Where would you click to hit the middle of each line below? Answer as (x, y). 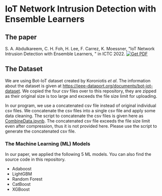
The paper (21, 37)
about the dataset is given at (33, 86)
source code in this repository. (35, 159)
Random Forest (27, 179)
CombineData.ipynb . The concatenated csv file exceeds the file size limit (78, 121)
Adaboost (22, 169)
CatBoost (21, 184)
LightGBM (22, 174)
